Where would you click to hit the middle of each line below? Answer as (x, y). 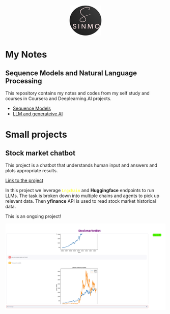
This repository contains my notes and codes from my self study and (77, 93)
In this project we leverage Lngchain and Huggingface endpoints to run (80, 191)
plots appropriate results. (32, 171)
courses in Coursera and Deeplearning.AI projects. (59, 99)
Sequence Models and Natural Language (71, 73)
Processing (24, 81)
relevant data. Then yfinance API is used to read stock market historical (81, 201)
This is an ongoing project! (33, 216)
